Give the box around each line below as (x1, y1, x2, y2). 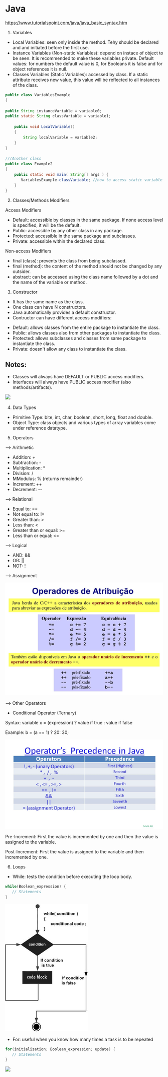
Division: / (12, 470, 34, 477)
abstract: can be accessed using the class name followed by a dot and (12, 274, 158, 280)
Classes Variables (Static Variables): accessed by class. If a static (12, 71, 148, 77)
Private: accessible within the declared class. (12, 238, 106, 244)
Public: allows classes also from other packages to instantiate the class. (12, 329, 161, 335)
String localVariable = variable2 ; (23, 134, 98, 140)
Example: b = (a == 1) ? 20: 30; (5, 729, 69, 735)
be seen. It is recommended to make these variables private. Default (12, 55, 154, 61)
